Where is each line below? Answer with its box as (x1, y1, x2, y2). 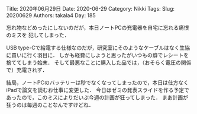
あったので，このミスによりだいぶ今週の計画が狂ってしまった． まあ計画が (6, 94, 188, 101)
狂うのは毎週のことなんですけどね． (6, 102, 94, 108)
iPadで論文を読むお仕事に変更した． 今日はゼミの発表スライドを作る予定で (6, 87, 189, 93)
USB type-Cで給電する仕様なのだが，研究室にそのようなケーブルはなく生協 (6, 44, 190, 51)
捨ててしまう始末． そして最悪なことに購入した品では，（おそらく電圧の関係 (6, 59, 192, 66)
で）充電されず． (6, 66, 48, 73)
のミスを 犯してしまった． (6, 31, 70, 39)
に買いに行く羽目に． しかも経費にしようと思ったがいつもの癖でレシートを (6, 52, 189, 58)
